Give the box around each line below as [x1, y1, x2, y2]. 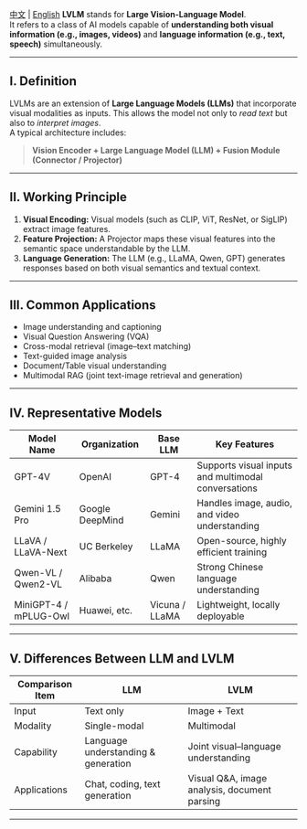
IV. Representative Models [9, 405, 163, 420]
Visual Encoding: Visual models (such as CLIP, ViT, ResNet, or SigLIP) [22, 214, 288, 225]
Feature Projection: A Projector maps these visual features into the [22, 233, 276, 244]
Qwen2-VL [14, 578, 62, 590]
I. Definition [9, 73, 78, 90]
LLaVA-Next [14, 546, 68, 558]
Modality [14, 719, 52, 732]
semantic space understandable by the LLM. [22, 242, 191, 254]
